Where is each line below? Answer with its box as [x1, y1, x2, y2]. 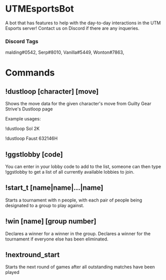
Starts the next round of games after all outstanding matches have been [5, 264, 155, 270]
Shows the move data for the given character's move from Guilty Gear [5, 101, 152, 107]
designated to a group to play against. [5, 202, 85, 208]
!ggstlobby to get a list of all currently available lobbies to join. [5, 169, 135, 175]
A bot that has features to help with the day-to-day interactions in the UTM [5, 20, 161, 26]
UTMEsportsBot [5, 3, 74, 15]
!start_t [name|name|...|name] [5, 183, 104, 192]
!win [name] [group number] [5, 217, 97, 226]
